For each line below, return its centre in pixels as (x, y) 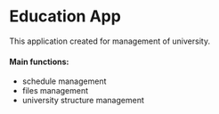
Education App (65, 16)
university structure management (83, 101)
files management (55, 91)
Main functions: (39, 61)
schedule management (64, 81)
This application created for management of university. (110, 41)
